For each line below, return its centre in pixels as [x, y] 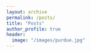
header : [16, 35]
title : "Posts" [25, 23]
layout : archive [27, 12]
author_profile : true [34, 29]
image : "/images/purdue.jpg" [49, 40]
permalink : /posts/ [31, 18]
